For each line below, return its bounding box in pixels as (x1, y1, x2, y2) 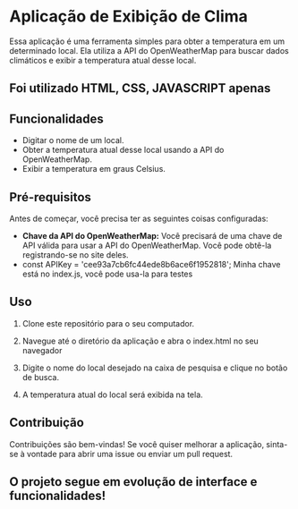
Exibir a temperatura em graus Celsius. (21, 164, 166, 174)
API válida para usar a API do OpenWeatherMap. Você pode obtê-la (21, 240, 272, 250)
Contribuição (9, 415, 85, 430)
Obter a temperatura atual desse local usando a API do (21, 145, 225, 156)
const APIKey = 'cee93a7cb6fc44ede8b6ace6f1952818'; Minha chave (21, 259, 281, 269)
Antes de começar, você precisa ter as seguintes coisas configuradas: (9, 213, 268, 224)
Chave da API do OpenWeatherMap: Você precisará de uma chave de (21, 230, 283, 241)
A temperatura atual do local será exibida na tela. (21, 389, 203, 400)
